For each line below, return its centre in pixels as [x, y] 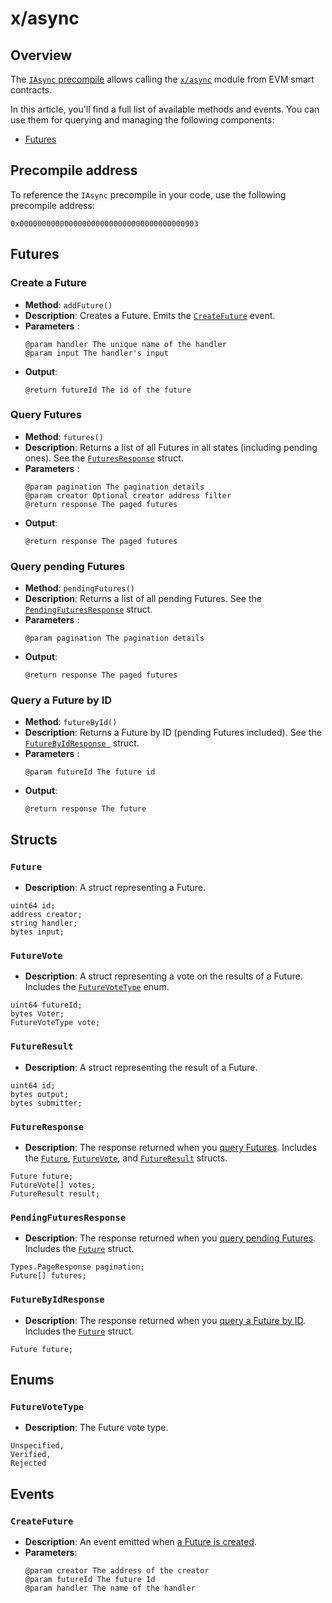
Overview [41, 55]
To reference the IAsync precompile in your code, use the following [148, 194]
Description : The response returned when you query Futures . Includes [171, 1147]
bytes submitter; [46, 1103]
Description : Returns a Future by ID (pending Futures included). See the [173, 733]
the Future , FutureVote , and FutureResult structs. [126, 1158]
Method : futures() [64, 436]
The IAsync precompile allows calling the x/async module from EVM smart [162, 79]
